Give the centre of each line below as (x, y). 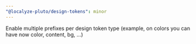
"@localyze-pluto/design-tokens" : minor (56, 11)
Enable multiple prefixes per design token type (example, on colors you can (98, 28)
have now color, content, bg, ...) (45, 34)
